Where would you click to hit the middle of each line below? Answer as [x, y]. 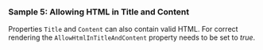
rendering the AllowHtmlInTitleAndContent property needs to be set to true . [132, 37]
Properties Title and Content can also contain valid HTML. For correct [123, 29]
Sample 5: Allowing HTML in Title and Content [99, 12]
